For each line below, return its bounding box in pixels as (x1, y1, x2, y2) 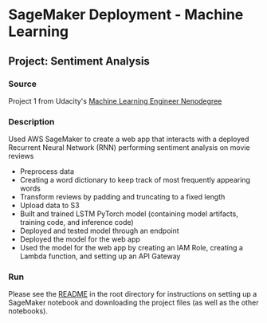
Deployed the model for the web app (19, 234, 141, 244)
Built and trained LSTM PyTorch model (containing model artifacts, (19, 209, 239, 219)
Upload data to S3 (19, 201, 80, 211)
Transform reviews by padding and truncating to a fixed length (19, 192, 226, 202)
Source (8, 78, 37, 89)
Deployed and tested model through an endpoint (19, 226, 179, 236)
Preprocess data (19, 167, 74, 176)
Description (8, 116, 55, 127)
